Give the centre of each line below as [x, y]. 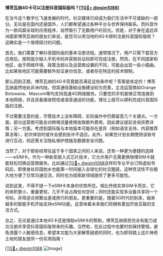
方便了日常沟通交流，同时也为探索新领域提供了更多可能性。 [73, 175]
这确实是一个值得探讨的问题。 [35, 42]
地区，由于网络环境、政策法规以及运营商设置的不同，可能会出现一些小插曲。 [81, 65]
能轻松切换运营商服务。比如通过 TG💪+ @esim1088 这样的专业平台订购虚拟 [78, 163]
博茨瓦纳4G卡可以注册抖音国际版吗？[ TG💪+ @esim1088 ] [62, 8]
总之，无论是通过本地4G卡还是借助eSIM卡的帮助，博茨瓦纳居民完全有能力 [79, 220]
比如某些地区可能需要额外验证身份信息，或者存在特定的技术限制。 [71, 71]
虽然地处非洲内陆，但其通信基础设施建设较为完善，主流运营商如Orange [85, 88]
